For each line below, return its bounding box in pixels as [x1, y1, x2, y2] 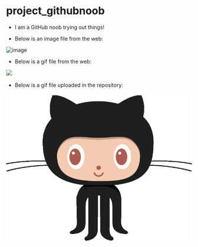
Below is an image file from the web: [14, 35, 103, 42]
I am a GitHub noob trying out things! [14, 24, 105, 31]
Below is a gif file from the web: [14, 58, 92, 65]
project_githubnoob [6, 4, 105, 18]
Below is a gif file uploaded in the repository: [14, 81, 124, 88]
